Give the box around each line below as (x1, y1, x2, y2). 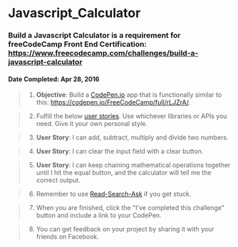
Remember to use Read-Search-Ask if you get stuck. (36, 190, 192, 199)
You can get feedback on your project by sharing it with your (36, 225, 214, 233)
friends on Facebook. (36, 233, 99, 241)
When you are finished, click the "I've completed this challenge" (36, 204, 225, 212)
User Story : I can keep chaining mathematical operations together (36, 161, 231, 169)
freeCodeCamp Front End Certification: (8, 39, 147, 49)
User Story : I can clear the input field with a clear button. (36, 147, 204, 156)
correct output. (36, 176, 81, 184)
